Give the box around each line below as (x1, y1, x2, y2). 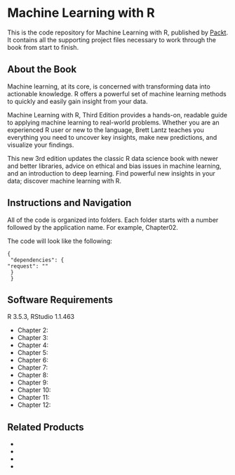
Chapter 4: (17, 341, 49, 349)
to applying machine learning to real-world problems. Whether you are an (7, 118, 220, 126)
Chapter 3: (17, 334, 49, 342)
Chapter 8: (17, 371, 49, 379)
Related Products (7, 421, 84, 433)
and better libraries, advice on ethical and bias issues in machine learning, (7, 162, 222, 170)
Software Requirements (7, 294, 114, 306)
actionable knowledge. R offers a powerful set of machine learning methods (7, 89, 227, 98)
